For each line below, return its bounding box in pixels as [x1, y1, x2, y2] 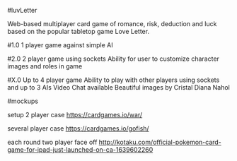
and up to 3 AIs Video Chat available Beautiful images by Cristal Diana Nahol [7, 83, 230, 91]
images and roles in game [7, 62, 83, 70]
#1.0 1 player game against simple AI [7, 41, 113, 49]
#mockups [7, 97, 39, 105]
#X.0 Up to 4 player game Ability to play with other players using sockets [7, 76, 220, 84]
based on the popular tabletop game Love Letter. [7, 28, 150, 35]
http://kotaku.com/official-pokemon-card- [98, 138, 221, 146]
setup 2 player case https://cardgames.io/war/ [7, 111, 143, 119]
